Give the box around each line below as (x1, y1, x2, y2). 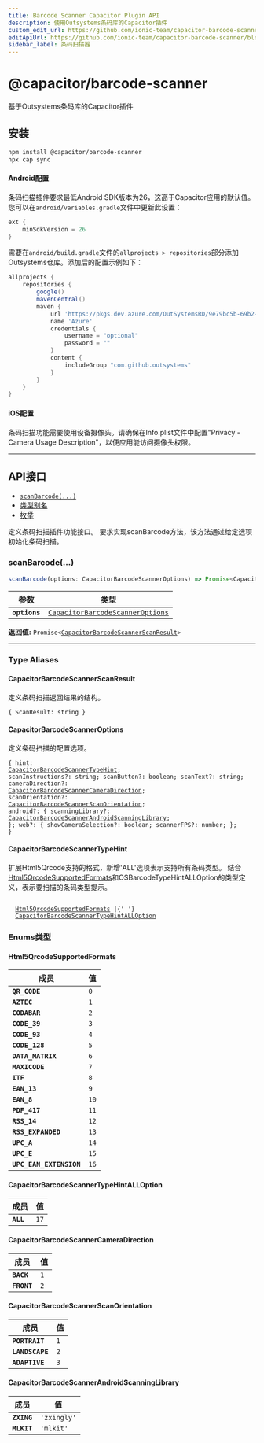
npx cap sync (8, 155, 51, 164)
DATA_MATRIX (12, 1052, 57, 1061)
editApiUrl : (8, 33, 47, 42)
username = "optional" (64, 332, 139, 340)
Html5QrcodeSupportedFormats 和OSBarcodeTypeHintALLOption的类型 (8, 873, 240, 882)
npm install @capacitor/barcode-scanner (8, 148, 143, 156)
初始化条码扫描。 (8, 537, 64, 547)
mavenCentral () (36, 296, 86, 304)
